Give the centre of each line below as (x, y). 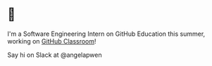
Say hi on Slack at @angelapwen (55, 55)
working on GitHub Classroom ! (52, 41)
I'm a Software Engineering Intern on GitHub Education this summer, (106, 34)
